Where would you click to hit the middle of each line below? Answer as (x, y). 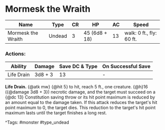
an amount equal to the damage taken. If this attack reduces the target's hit (81, 103)
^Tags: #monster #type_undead (37, 122)
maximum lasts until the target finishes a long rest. (56, 113)
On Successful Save (126, 66)
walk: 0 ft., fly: (141, 33)
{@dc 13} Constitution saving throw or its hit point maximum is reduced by (80, 97)
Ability (19, 66)
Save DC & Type (78, 66)
